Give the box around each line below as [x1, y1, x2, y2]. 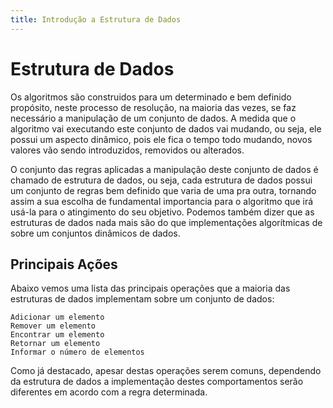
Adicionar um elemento [10, 312, 105, 323]
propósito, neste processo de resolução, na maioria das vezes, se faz [10, 101, 297, 113]
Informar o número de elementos [10, 347, 145, 358]
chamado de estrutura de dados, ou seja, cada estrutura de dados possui [10, 174, 313, 186]
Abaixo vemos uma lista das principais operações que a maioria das [10, 282, 291, 295]
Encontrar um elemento [10, 330, 105, 340]
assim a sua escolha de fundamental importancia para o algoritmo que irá [10, 195, 314, 207]
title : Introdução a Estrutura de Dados [10, 14, 182, 25]
